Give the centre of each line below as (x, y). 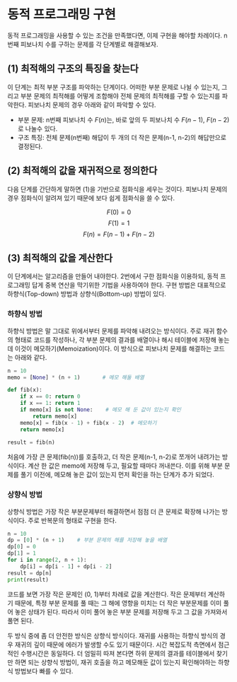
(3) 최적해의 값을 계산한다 (60, 258)
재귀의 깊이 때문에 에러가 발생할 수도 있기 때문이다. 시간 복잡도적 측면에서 (116, 645)
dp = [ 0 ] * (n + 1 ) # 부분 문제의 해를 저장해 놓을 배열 (87, 540)
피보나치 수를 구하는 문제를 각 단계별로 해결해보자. (89, 44)
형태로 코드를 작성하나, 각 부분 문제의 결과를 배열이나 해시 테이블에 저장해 (116, 339)
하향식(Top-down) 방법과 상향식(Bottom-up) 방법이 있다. (87, 294)
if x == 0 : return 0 (50, 396)
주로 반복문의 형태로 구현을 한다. (72, 520)
